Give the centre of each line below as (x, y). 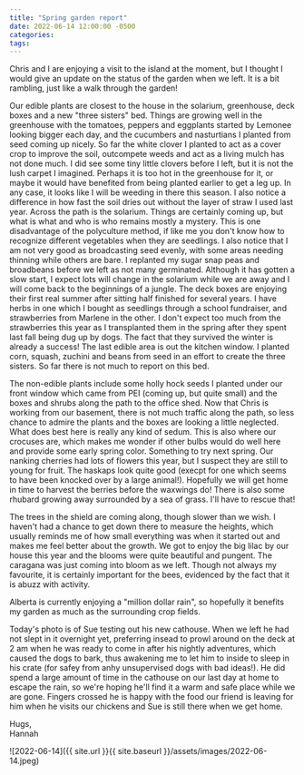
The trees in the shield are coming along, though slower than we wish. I (142, 517)
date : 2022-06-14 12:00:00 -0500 (73, 26)
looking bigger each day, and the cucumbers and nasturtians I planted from (150, 135)
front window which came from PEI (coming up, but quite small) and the (143, 393)
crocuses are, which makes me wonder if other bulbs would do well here (145, 442)
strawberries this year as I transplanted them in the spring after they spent (148, 328)
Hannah (24, 734)
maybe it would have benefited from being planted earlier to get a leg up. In (151, 183)
